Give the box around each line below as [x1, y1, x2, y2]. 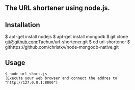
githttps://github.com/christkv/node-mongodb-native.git [5, 44, 119, 50]
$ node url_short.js [5, 71, 48, 77]
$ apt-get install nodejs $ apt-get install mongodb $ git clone [5, 34, 129, 40]
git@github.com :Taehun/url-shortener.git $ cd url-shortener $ [5, 39, 130, 45]
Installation [5, 21, 40, 29]
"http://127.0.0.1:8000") [5, 80, 58, 85]
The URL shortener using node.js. [5, 4, 110, 12]
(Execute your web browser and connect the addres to [5, 76, 118, 81]
